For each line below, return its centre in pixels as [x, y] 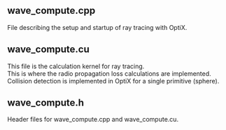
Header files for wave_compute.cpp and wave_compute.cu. [93, 120]
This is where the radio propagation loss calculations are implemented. [109, 73]
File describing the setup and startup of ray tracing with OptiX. [97, 27]
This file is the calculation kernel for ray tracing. [76, 66]
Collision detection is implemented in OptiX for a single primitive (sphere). [113, 81]
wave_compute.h [46, 103]
